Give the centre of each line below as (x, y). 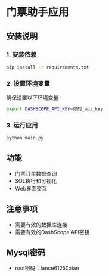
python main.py (25, 138)
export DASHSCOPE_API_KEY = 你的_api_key (55, 109)
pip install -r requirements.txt (48, 67)
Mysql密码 (26, 253)
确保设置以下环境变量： (35, 98)
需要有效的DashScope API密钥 (52, 232)
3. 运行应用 (22, 125)
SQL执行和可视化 (36, 181)
